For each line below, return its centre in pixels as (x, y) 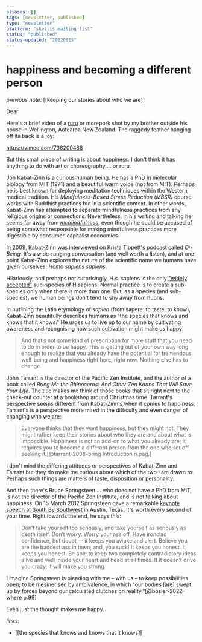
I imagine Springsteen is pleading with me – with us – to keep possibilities (97, 578)
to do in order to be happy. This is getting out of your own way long (105, 346)
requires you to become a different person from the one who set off (105, 447)
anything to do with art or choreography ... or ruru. (69, 166)
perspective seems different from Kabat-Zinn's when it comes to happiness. (101, 403)
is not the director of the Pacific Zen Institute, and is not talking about (92, 497)
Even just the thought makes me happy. (55, 609)
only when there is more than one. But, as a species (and (98, 291)
